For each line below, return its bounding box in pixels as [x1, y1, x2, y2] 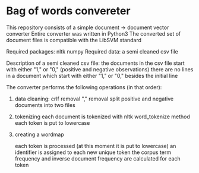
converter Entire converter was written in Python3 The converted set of [6, 30, 181, 37]
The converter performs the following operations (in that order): [6, 83, 162, 90]
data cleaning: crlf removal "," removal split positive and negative [14, 95, 174, 102]
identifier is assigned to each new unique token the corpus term [14, 149, 171, 156]
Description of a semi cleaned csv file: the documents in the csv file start [6, 59, 185, 67]
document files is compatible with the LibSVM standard [6, 36, 141, 43]
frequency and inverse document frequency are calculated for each [14, 155, 181, 162]
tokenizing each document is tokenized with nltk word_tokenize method [14, 113, 190, 120]
